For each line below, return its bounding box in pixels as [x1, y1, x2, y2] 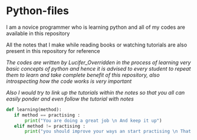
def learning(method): [6, 106, 62, 112]
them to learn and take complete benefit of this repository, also [6, 71, 160, 78]
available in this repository [6, 29, 70, 36]
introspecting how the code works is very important [6, 78, 132, 85]
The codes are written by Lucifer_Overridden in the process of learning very [6, 59, 191, 66]
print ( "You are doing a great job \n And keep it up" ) [24, 118, 162, 124]
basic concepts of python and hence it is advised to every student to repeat [6, 65, 191, 72]
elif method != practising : [14, 123, 86, 129]
